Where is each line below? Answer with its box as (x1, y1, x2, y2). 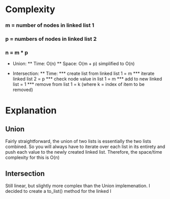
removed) (12, 87, 33, 93)
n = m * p (5, 49, 29, 56)
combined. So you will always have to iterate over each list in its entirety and (5, 144, 165, 150)
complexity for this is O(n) (5, 154, 60, 161)
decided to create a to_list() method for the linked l (5, 188, 111, 194)
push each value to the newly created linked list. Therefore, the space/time (5, 149, 162, 155)
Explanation (5, 104, 57, 116)
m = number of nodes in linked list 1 (5, 22, 94, 29)
